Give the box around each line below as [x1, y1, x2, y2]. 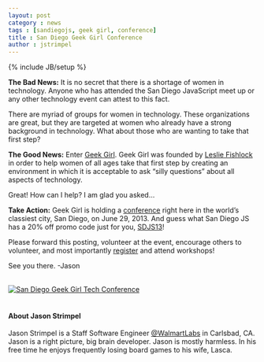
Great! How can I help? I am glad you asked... [8, 190, 155, 200]
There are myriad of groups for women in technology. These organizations [8, 109, 250, 119]
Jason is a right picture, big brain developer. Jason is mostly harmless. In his [8, 337, 257, 346]
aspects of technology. [8, 175, 83, 185]
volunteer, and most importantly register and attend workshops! [8, 246, 215, 256]
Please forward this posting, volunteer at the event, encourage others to [8, 238, 242, 247]
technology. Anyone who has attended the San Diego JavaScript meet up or [8, 86, 255, 95]
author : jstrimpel [8, 41, 73, 49]
